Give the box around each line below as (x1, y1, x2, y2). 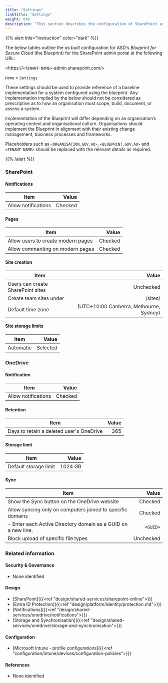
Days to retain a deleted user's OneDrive (7, 428, 103, 435)
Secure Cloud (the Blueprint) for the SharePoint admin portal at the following (5, 50, 162, 56)
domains (7, 512, 28, 519)
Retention (5, 406, 26, 413)
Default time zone (7, 306, 49, 313)
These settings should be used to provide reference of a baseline (5, 85, 140, 91)
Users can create (7, 280, 48, 287)
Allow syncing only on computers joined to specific (7, 506, 127, 513)
